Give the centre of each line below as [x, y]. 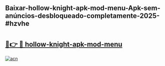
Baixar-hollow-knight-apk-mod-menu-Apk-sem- [83, 8]
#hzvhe [17, 24]
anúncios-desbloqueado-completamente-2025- [82, 16]
